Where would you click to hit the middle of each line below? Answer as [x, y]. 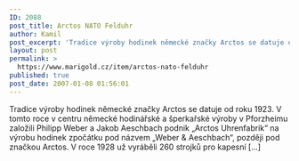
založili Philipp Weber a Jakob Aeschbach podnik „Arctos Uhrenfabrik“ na [144, 128]
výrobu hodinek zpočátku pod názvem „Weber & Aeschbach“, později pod [145, 137]
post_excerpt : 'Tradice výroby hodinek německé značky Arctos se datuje [147, 42]
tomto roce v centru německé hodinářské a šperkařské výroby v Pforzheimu [149, 118]
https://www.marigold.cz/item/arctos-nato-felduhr [113, 68]
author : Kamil [36, 34]
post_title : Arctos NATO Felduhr [71, 26]
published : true [39, 76]
